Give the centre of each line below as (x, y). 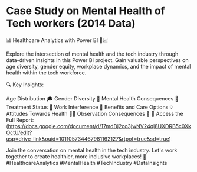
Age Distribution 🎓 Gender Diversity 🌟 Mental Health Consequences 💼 (92, 98)
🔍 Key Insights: (25, 85)
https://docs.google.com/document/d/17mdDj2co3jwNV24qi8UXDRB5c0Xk (100, 126)
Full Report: (20, 120)
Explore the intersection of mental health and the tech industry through (92, 54)
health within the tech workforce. (46, 73)
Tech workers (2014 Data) (71, 23)
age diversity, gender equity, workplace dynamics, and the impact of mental (98, 66)
